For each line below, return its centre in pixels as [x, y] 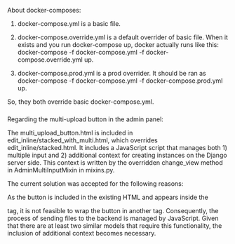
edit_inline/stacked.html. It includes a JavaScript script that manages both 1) [117, 147]
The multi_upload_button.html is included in [70, 133]
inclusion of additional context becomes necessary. [82, 233]
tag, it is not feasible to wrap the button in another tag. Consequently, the [113, 210]
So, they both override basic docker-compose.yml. [81, 102]
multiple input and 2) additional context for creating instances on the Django [117, 155]
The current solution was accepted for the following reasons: [95, 183]
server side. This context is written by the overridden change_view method [115, 162]
